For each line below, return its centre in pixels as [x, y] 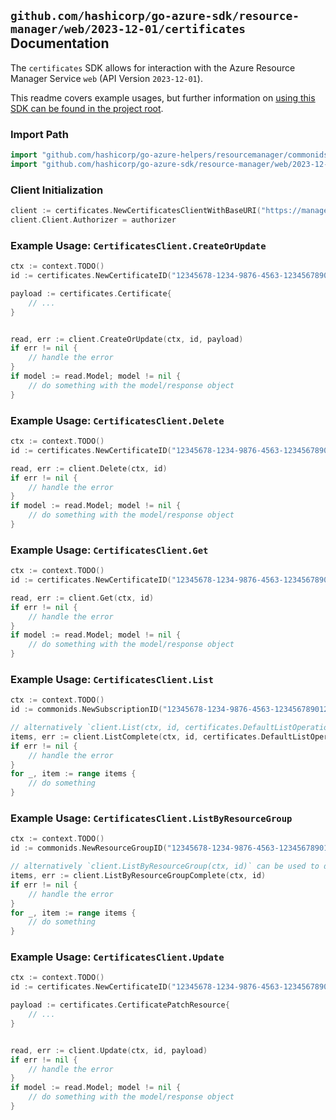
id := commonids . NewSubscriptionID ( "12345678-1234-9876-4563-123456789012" [171, 710]
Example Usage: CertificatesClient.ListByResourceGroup [151, 818]
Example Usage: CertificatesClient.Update [117, 957]
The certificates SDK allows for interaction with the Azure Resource [153, 67]
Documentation [60, 43]
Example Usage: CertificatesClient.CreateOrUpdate [138, 245]
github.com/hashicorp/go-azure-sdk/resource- [155, 16]
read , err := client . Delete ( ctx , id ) [89, 468]
